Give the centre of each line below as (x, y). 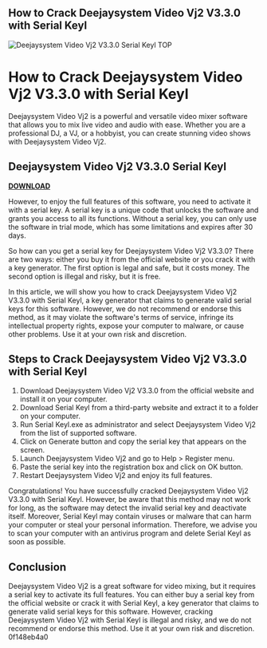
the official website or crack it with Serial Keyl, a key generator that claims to (134, 603)
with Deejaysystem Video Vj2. (57, 141)
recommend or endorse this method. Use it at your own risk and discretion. (132, 629)
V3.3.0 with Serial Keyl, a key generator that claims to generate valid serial (130, 300)
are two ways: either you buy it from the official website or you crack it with (132, 259)
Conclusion (37, 567)
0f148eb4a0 (28, 637)
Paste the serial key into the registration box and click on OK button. (131, 467)
